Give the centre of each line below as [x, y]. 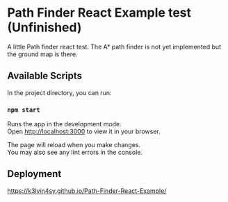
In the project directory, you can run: [59, 92]
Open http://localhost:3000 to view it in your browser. [84, 132]
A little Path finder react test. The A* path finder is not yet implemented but [114, 47]
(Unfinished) [44, 27]
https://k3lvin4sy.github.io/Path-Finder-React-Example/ [87, 191]
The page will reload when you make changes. [74, 145]
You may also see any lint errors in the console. [75, 152]
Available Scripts [44, 76]
